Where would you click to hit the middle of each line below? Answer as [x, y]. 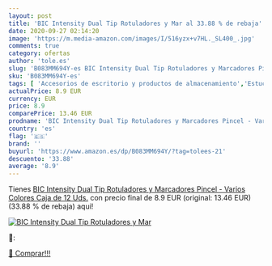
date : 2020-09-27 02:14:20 [54, 31]
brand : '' [25, 144]
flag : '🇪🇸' [28, 136]
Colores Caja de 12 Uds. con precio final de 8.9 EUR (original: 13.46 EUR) [130, 198]
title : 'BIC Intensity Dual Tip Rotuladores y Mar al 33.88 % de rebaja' [136, 23]
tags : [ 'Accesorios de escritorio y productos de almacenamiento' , [126, 83]
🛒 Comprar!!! [30, 253]
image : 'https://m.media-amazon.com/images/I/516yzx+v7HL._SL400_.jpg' [132, 38]
